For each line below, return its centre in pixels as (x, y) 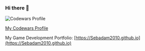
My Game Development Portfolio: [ (40, 38)
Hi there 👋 (17, 8)
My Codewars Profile (27, 28)
